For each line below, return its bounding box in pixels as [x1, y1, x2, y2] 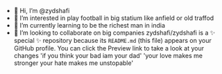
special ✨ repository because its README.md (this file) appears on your [13, 37, 212, 44]
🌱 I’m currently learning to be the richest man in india [13, 21, 165, 29]
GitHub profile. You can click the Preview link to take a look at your [13, 44, 205, 52]
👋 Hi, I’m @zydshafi [13, 7, 70, 15]
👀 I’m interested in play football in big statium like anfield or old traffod [13, 14, 214, 22]
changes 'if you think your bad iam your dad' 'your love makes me [13, 52, 203, 59]
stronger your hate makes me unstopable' [13, 59, 134, 67]
